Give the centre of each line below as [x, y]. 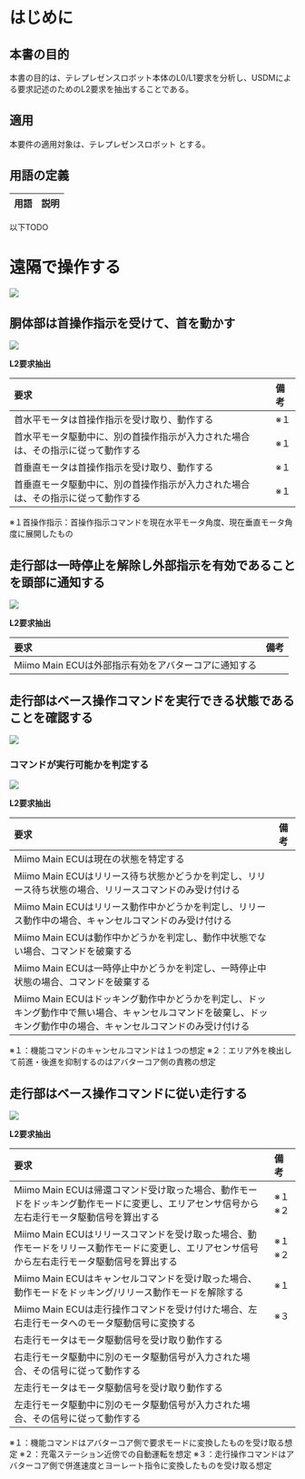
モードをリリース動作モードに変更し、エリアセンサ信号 [141, 1248]
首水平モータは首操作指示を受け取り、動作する [114, 420]
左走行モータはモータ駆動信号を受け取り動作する [119, 1388]
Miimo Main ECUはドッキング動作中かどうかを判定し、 [131, 999]
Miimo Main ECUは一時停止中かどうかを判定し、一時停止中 [140, 969]
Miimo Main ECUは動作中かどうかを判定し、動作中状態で [136, 938]
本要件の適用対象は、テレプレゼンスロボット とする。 [110, 144]
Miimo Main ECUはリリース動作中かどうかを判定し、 [126, 907]
